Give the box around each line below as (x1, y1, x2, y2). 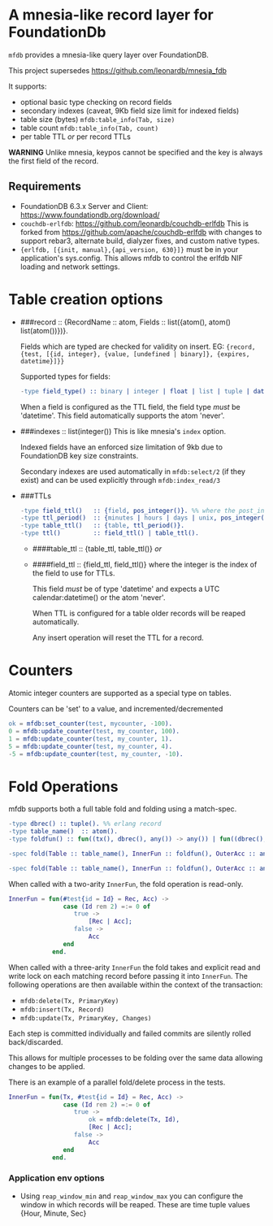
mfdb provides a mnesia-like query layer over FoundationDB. (8, 50, 209, 59)
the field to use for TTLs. (32, 568, 115, 578)
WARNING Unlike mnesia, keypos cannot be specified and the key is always (8, 147, 263, 157)
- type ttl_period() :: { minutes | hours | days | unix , (19, 514, 218, 522)
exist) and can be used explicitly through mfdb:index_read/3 (19, 475, 221, 485)
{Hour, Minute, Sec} (19, 1208, 87, 1218)
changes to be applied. (8, 1061, 85, 1071)
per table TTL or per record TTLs (19, 132, 132, 141)
